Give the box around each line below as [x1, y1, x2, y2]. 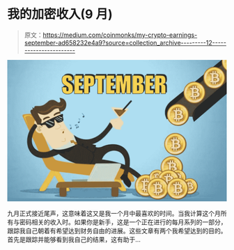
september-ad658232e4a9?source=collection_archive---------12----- [24, 38, 226, 47]
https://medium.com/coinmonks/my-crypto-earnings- [42, 31, 198, 39]
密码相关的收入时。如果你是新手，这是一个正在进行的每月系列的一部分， [19, 217, 227, 226]
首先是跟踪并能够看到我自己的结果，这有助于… [7, 235, 141, 244]
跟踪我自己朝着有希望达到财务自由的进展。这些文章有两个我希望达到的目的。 [7, 226, 227, 235]
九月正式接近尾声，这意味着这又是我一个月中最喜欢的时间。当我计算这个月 [7, 209, 221, 217]
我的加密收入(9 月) [7, 6, 113, 22]
